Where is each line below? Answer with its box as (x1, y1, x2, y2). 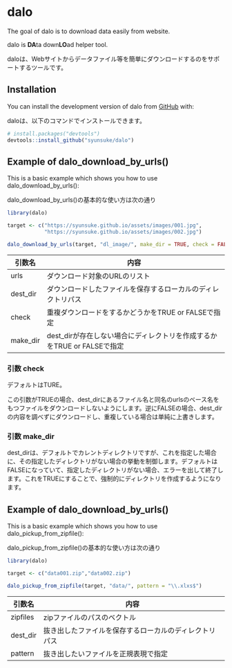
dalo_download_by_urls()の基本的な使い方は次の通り (7, 196, 157, 204)
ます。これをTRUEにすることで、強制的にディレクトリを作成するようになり (7, 474, 222, 483)
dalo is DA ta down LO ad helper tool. (7, 40, 108, 48)
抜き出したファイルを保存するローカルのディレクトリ (43, 625, 216, 635)
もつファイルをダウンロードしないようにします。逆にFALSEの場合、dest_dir (7, 404, 223, 412)
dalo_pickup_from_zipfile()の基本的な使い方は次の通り (7, 544, 161, 552)
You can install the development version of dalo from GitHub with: (7, 102, 195, 111)
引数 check (7, 364, 45, 373)
